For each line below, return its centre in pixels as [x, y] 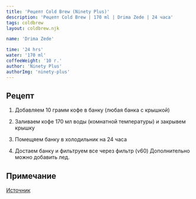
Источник [18, 190]
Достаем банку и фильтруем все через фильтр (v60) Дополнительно [102, 151]
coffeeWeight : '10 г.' [34, 61]
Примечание [31, 176]
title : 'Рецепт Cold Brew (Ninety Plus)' [58, 12]
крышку [25, 128]
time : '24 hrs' [25, 50]
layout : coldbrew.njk [33, 28]
